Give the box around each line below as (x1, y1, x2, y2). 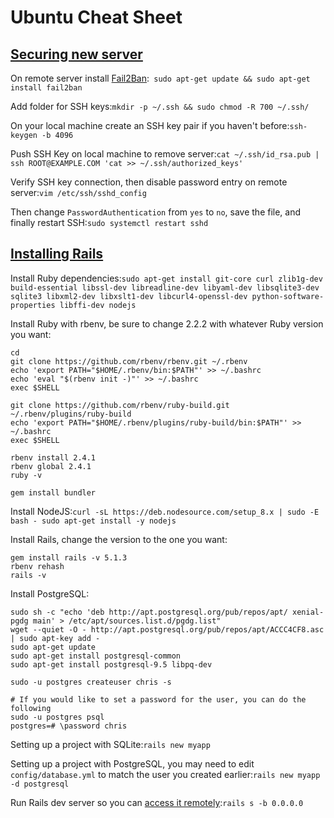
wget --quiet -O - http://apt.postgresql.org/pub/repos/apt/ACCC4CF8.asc (10, 624, 325, 635)
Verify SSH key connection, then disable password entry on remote (10, 176, 288, 188)
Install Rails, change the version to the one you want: (10, 533, 228, 545)
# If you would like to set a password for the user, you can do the (10, 694, 307, 705)
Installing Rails (10, 246, 104, 263)
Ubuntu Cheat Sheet (10, 6, 183, 29)
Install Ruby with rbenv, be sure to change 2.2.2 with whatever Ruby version (10, 317, 324, 330)
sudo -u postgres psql (10, 712, 105, 722)
